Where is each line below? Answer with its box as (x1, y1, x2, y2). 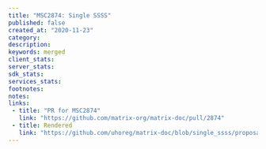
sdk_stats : (8, 70, 44, 78)
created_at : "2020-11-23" (8, 26, 93, 34)
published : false (8, 19, 66, 27)
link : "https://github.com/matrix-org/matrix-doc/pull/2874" (18, 114, 225, 122)
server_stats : (8, 63, 55, 71)
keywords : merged (8, 48, 66, 56)
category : (8, 33, 41, 42)
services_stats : (8, 77, 62, 85)
